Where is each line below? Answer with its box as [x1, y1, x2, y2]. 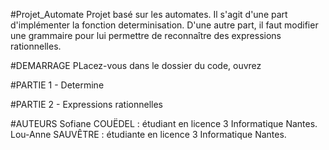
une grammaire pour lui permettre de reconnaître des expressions [10, 30, 282, 41]
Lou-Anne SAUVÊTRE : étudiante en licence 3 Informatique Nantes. [10, 129, 287, 140]
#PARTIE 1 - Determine [10, 79, 105, 91]
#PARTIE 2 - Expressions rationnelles [10, 99, 163, 110]
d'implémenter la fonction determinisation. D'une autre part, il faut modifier [10, 19, 319, 31]
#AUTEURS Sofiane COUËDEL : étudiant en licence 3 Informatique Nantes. [10, 118, 318, 129]
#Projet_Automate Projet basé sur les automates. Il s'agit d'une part [10, 9, 288, 20]
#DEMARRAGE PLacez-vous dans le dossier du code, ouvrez [10, 60, 262, 71]
